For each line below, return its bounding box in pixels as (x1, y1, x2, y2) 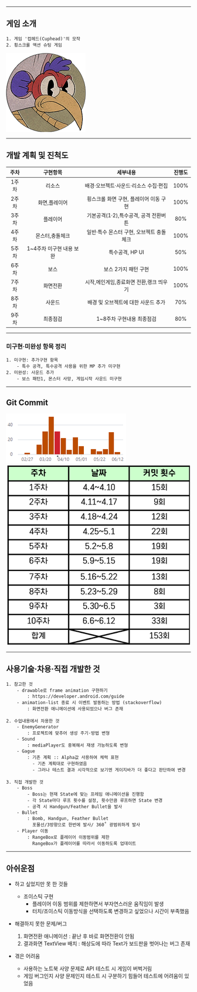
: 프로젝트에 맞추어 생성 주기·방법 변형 (27, 730, 110, 736)
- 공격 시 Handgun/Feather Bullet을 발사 (27, 804, 123, 809)
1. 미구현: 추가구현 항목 (6, 357, 59, 363)
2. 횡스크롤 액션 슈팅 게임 (6, 42, 63, 48)
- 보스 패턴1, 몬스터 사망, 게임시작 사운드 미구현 (16, 376, 122, 382)
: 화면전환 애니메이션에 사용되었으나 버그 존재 (27, 706, 124, 712)
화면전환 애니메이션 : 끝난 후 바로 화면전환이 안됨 (23, 933, 135, 940)
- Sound (16, 736, 35, 742)
